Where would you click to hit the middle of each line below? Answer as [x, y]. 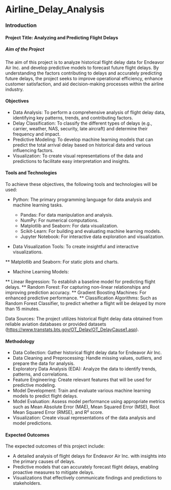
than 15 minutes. [22, 309]
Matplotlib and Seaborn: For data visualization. [69, 226]
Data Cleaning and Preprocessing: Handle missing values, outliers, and [87, 358]
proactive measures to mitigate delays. [53, 472]
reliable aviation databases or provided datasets [56, 324]
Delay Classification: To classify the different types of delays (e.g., [82, 123]
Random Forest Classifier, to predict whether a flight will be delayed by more [86, 304]
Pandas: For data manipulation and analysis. [67, 215]
